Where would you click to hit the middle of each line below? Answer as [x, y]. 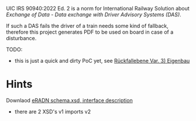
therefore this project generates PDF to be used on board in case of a [90, 32]
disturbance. [21, 38]
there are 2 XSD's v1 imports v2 [53, 111]
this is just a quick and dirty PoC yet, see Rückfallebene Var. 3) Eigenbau [102, 61]
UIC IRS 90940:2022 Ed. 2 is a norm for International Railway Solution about [98, 8]
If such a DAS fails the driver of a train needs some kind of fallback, [87, 26]
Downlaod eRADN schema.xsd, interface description [69, 100]
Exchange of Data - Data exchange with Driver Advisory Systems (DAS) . [94, 15]
